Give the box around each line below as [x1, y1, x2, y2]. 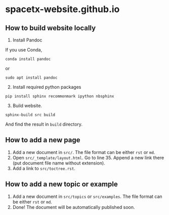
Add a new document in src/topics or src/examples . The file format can [12, 193, 163, 199]
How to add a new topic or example [5, 180, 118, 189]
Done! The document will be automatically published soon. [12, 204, 135, 210]
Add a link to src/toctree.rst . [12, 165, 76, 171]
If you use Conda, [5, 47, 43, 52]
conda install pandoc [5, 57, 51, 62]
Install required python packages [12, 84, 81, 90]
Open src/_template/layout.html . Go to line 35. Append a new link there [12, 154, 164, 160]
